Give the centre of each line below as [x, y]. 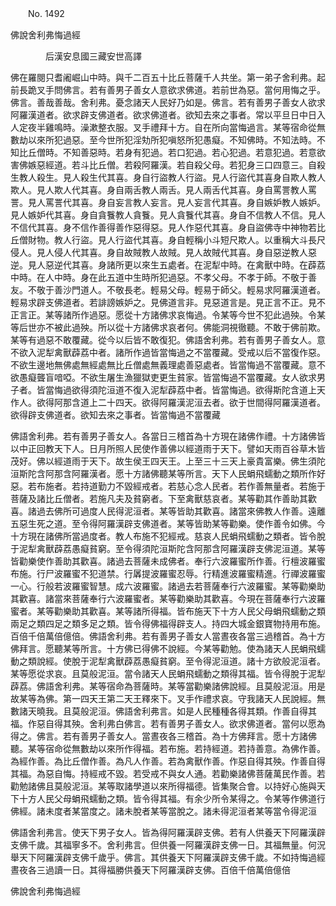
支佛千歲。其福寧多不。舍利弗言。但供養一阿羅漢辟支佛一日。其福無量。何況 [168, 845]
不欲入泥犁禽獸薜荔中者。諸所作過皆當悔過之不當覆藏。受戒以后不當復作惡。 [168, 352]
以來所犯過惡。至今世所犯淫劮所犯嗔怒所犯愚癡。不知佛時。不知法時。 [172, 140]
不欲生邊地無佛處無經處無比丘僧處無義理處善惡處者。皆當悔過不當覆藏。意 [163, 365]
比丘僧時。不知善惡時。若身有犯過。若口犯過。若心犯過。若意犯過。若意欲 [172, 152]
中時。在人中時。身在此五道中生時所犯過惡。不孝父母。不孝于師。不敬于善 [163, 277]
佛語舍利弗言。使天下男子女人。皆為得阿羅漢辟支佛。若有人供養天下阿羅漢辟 [168, 832]
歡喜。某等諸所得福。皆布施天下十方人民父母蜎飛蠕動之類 [207, 611]
